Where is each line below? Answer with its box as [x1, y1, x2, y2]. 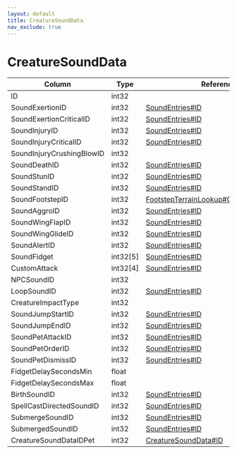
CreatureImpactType [11, 298, 80, 308]
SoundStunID [11, 172, 55, 181]
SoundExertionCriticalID [11, 114, 90, 124]
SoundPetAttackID [11, 333, 72, 342]
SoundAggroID [11, 206, 60, 216]
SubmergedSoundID [11, 424, 78, 434]
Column [44, 79, 72, 89]
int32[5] [111, 252, 139, 262]
